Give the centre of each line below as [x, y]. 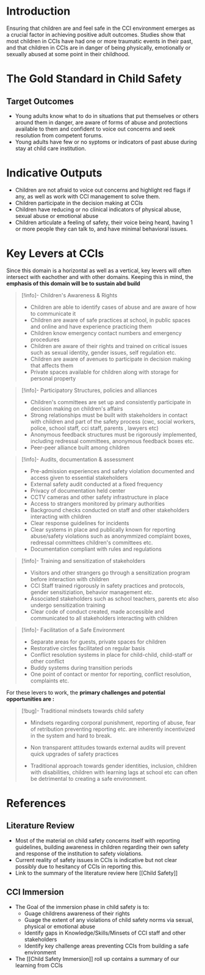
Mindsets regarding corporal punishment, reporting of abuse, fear [113, 722]
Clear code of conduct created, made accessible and [97, 611]
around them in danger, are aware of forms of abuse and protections [101, 122]
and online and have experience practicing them [91, 326]
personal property [53, 378]
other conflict [47, 661]
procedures [45, 339]
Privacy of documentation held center [78, 490]
